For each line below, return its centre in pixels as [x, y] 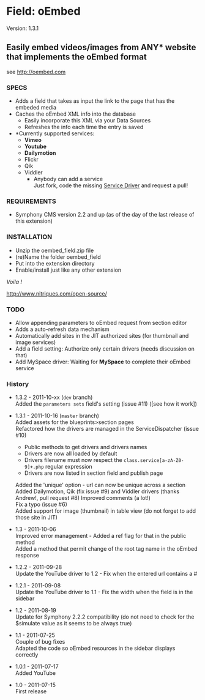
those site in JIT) [36, 518]
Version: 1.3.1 [22, 28]
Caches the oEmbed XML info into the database [76, 114]
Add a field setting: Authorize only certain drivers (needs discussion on [105, 348]
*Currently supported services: [55, 133]
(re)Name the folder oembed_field [58, 257]
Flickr [31, 160]
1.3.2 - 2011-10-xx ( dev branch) [54, 397]
